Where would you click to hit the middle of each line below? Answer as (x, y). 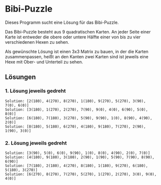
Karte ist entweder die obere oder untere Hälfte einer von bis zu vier (73, 37)
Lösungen (21, 77)
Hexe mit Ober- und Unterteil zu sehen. (44, 62)
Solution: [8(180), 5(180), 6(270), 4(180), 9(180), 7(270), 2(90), (75, 126)
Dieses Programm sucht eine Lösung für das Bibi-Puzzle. (62, 22)
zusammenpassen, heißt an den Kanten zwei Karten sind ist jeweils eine (77, 56)
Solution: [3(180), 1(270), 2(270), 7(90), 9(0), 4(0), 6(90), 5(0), (77, 109)
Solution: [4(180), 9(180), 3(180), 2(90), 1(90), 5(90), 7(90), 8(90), (80, 157)
